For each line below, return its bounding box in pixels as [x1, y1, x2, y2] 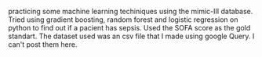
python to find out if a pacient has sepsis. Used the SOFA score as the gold [8, 23, 251, 32]
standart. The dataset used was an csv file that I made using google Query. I [8, 31, 255, 41]
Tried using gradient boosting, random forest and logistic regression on [8, 15, 238, 24]
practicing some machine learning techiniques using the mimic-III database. [8, 7, 253, 16]
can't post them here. [8, 40, 78, 49]
